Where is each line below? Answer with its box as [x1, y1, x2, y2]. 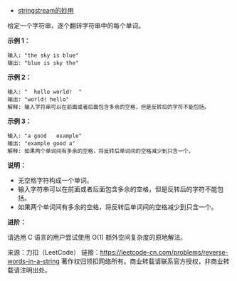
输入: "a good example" [7, 132, 82, 139]
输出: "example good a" [7, 140, 76, 147]
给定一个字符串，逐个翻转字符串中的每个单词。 [7, 21, 144, 30]
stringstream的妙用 [17, 6, 74, 14]
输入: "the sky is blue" [7, 52, 79, 59]
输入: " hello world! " [7, 88, 82, 95]
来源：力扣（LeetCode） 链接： [7, 248, 101, 256]
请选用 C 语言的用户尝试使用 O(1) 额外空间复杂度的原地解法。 [7, 233, 187, 241]
